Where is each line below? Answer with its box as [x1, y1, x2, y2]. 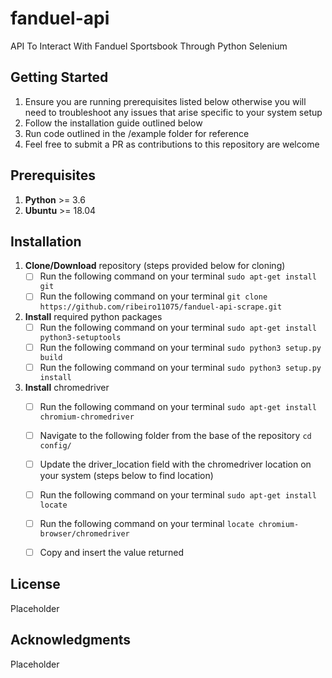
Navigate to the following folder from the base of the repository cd [39, 429, 312, 441]
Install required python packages [24, 310, 163, 322]
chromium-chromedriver [39, 412, 135, 422]
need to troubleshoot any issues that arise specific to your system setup [24, 106, 323, 118]
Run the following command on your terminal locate [39, 517, 255, 529]
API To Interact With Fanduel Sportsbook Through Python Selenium [10, 40, 288, 52]
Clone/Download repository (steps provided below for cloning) [24, 260, 286, 272]
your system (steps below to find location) [39, 469, 214, 481]
